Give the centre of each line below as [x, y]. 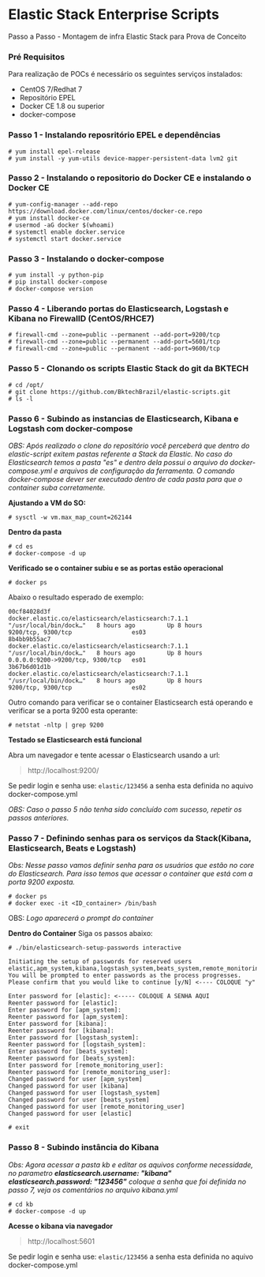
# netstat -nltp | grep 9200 [56, 725]
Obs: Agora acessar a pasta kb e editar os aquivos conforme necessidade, [131, 1164]
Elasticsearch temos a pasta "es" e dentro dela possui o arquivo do [118, 463]
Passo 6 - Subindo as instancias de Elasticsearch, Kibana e [123, 419]
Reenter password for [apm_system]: [68, 1017]
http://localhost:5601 [61, 1241]
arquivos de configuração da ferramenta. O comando [147, 471]
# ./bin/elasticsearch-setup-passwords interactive [95, 948]
